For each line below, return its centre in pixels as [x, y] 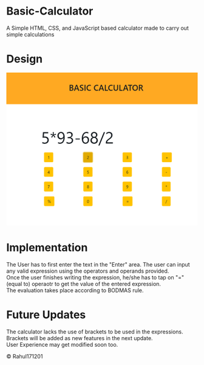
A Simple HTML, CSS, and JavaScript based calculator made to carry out [98, 28]
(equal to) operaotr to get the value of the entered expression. [84, 284]
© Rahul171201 [25, 356]
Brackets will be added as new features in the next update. [80, 338]
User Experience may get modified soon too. [62, 344]
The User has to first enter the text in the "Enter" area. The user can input [98, 264]
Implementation [47, 248]
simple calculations [30, 34]
